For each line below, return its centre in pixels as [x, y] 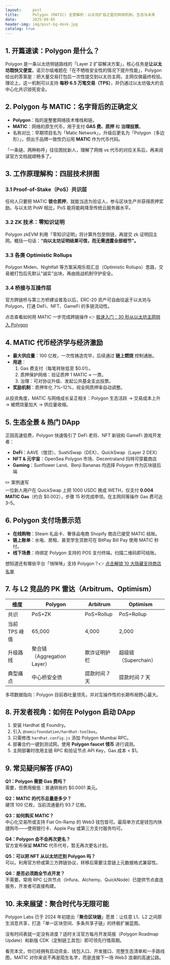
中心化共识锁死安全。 [27, 89]
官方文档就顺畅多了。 [32, 156]
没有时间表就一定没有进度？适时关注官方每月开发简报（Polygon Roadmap [82, 934]
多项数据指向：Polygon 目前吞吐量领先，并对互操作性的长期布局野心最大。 [83, 694]
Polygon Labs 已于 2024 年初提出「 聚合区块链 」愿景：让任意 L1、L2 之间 [81, 917]
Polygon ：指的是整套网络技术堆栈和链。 [55, 120]
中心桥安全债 [47, 677]
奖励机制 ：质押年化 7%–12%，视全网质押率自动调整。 [69, 388]
